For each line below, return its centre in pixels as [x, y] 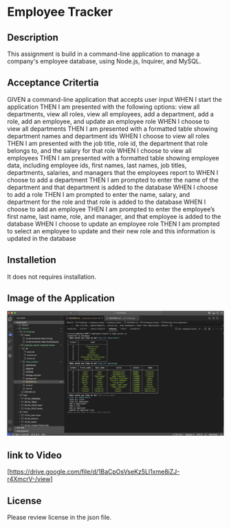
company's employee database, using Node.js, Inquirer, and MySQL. [104, 61]
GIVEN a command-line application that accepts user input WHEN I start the [114, 99]
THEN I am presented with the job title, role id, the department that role [108, 143]
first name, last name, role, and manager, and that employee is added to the [114, 216]
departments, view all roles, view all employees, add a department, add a [111, 114]
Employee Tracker [60, 12]
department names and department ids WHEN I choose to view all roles [108, 136]
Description [33, 38]
